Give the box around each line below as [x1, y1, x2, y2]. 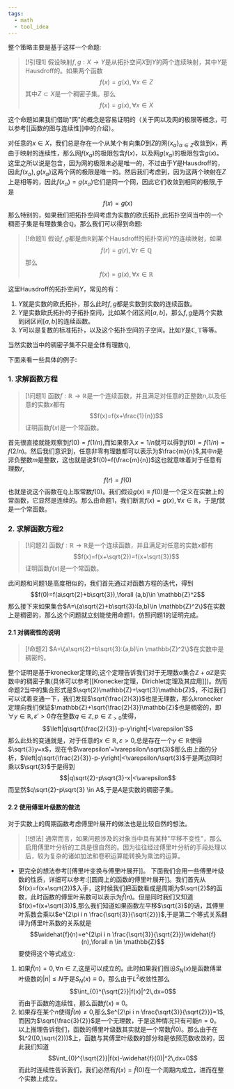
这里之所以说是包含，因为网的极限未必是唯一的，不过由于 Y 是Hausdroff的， [8, 158, 224, 167]
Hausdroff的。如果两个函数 [24, 67, 103, 75]
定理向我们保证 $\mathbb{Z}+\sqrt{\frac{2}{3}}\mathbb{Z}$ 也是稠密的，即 [8, 703, 221, 712]
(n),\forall [81, 938, 108, 946]
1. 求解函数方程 [8, 374, 58, 384]
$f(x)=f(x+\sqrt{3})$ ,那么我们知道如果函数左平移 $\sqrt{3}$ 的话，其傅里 [17, 901, 225, 910]
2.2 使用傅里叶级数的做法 [8, 802, 81, 811]
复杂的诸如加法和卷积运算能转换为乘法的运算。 [49, 852, 184, 860]
